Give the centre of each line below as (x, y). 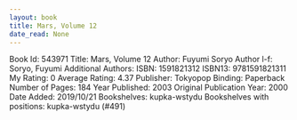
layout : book (33, 17)
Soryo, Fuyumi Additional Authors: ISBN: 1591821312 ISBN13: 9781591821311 (148, 68)
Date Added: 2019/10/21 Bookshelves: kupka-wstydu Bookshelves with (139, 97)
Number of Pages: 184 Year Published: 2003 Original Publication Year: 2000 (149, 88)
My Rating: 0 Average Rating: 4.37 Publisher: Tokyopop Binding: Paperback (147, 78)
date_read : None (39, 34)
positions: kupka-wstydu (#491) (68, 107)
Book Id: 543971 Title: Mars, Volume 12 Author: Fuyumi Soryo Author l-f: (141, 60)
